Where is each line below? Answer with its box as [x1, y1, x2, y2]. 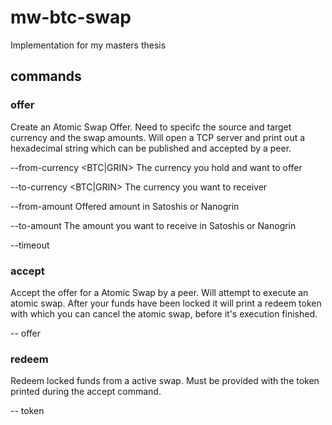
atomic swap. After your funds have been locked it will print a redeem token [10, 297, 322, 309]
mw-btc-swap [10, 6, 132, 29]
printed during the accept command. [10, 386, 162, 398]
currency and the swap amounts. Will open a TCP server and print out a [10, 131, 306, 143]
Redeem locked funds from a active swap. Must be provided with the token [10, 375, 320, 387]
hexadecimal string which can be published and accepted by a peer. [10, 142, 292, 154]
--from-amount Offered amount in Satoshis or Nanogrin [10, 200, 240, 212]
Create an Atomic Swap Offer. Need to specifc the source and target [10, 121, 292, 133]
